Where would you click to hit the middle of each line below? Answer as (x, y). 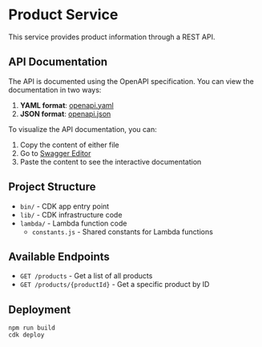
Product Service (63, 15)
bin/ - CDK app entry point (64, 206)
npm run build (32, 328)
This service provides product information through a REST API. (112, 37)
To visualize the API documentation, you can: (83, 129)
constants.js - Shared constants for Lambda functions (123, 231)
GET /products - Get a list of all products (86, 276)
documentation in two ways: (55, 90)
